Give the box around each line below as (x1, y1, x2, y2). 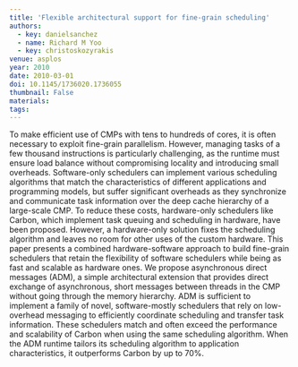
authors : (9, 21, 42, 30)
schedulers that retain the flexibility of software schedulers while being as (9, 252, 282, 264)
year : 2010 (9, 64, 50, 73)
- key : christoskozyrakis (17, 47, 115, 55)
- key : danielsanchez (17, 30, 98, 38)
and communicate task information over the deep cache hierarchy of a (9, 196, 269, 207)
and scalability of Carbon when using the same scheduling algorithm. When (9, 329, 289, 340)
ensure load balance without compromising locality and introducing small (9, 158, 279, 168)
